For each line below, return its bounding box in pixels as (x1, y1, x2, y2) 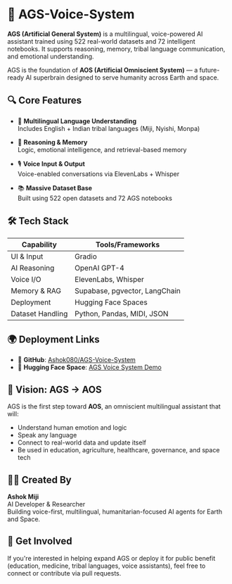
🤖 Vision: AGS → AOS (7, 383, 102, 395)
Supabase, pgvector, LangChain (75, 285, 181, 295)
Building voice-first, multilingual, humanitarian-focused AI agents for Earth (7, 507, 223, 516)
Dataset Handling (11, 309, 68, 318)
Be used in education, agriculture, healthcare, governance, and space (17, 446, 220, 454)
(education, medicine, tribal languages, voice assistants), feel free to (7, 561, 206, 570)
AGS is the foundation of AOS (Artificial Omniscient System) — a (7, 66, 198, 74)
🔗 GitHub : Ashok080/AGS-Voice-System (17, 356, 136, 364)
